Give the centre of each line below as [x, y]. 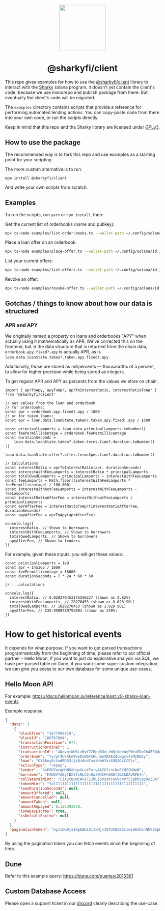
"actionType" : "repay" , [42, 765]
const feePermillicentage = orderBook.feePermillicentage [66, 433]
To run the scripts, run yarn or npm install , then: [54, 214]
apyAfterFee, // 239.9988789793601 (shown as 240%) [64, 610]
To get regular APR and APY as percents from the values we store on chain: [82, 381]
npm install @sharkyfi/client [36, 178]
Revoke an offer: [22, 279]
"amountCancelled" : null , [44, 797]
